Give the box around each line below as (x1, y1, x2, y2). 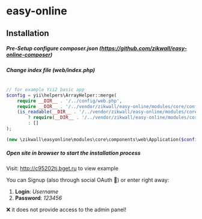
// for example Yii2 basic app (6, 86, 85, 92)
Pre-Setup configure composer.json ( (6, 45, 102, 52)
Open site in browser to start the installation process (6, 149, 141, 157)
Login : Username (14, 188, 59, 195)
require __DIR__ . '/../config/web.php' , (17, 98, 122, 104)
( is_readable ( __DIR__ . (17, 109, 77, 115)
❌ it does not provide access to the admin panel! (6, 206, 126, 213)
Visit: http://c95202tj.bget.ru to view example (6, 164, 119, 172)
